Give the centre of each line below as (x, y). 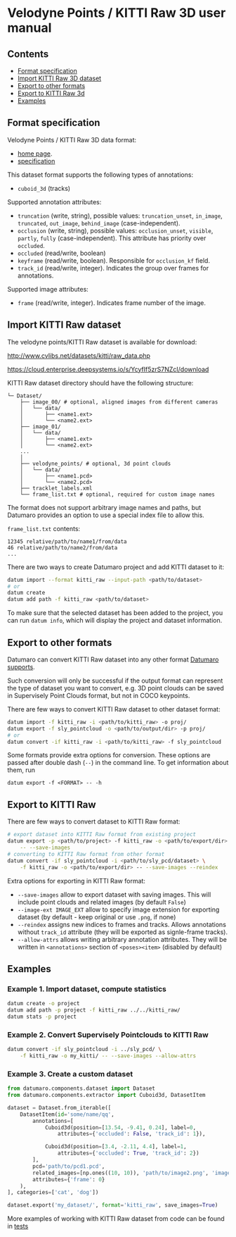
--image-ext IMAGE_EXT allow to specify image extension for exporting (118, 909)
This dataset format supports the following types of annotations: (100, 175)
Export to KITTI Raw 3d (51, 93)
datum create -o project (44, 1004)
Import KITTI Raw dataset (64, 325)
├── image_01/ (40, 427)
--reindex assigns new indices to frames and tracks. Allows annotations (122, 924)
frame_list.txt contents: (44, 528)
